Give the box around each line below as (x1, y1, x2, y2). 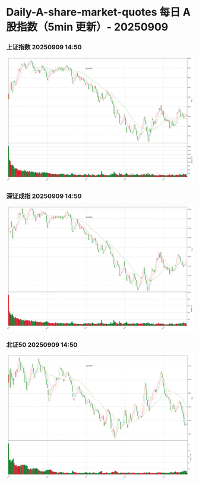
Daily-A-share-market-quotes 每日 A (6, 5, 191, 19)
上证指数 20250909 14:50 (6, 43, 82, 51)
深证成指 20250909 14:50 (6, 192, 82, 200)
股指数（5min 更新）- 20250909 (6, 20, 169, 34)
